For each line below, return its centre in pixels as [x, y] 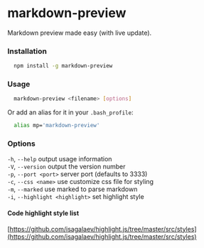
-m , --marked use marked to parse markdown [73, 189]
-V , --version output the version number [66, 167]
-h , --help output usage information [60, 159]
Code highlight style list [43, 213]
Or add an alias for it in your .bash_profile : [70, 112]
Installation [27, 51]
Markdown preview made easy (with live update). [80, 33]
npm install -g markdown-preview [63, 66]
